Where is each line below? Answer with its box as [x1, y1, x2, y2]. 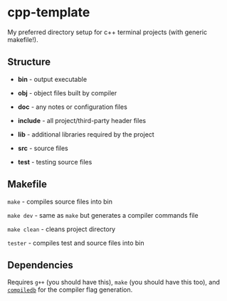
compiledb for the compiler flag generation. [7, 285, 133, 294]
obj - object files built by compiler [17, 88, 117, 97]
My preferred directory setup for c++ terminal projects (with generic [7, 28, 208, 36]
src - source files [17, 144, 69, 152]
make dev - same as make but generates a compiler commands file [7, 211, 199, 219]
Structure [7, 56, 51, 68]
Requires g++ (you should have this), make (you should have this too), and [7, 278, 221, 287]
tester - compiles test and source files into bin [7, 238, 144, 247]
